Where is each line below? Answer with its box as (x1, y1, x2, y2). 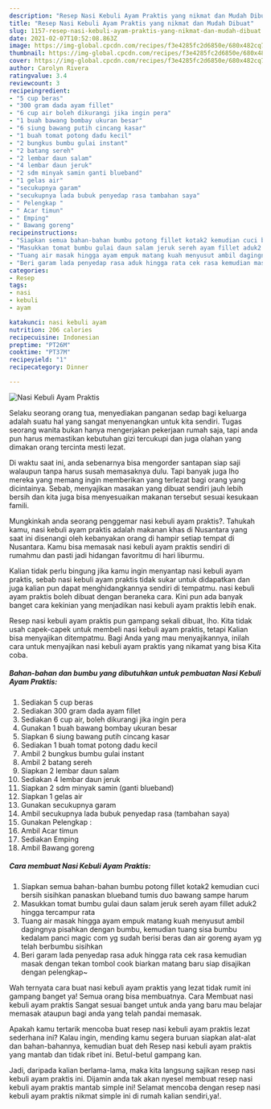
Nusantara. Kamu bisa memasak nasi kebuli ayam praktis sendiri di (9, 541, 230, 552)
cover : (9, 57, 31, 65)
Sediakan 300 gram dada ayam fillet (20, 706, 142, 715)
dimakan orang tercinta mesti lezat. (9, 442, 126, 452)
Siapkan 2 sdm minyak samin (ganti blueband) (20, 783, 175, 792)
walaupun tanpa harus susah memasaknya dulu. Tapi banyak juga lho (9, 466, 240, 476)
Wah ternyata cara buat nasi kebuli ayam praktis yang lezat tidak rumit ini (9, 983, 252, 992)
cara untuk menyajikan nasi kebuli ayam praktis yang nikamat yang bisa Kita (9, 641, 261, 651)
